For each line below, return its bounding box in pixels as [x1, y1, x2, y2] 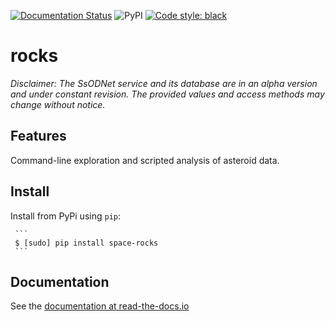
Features [10, 128, 67, 145]
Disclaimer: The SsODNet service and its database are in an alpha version [10, 77, 318, 89]
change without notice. [10, 98, 106, 110]
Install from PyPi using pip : [10, 210, 121, 222]
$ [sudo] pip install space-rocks [14, 238, 159, 248]
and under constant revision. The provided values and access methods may [10, 88, 325, 100]
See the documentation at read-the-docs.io [10, 300, 190, 312]
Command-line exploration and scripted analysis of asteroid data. [10, 154, 280, 166]
